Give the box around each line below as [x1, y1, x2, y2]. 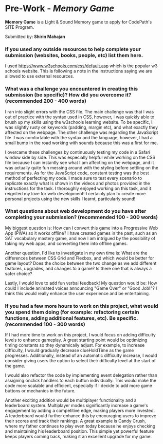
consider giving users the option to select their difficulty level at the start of [5, 358, 156, 364]
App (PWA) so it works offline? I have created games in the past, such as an [5, 230, 157, 236]
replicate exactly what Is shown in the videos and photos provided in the [5, 180, 150, 186]
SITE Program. [5, 24, 34, 30]
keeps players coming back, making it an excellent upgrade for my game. [5, 434, 152, 440]
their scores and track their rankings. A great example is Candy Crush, [5, 418, 146, 424]
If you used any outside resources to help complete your [5, 46, 141, 53]
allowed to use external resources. [5, 74, 74, 79]
